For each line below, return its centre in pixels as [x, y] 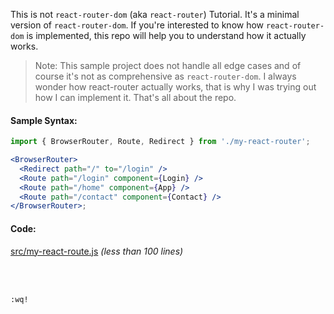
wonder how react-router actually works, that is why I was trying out [175, 87]
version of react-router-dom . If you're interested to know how [137, 25]
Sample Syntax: [44, 120]
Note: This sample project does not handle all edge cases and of [168, 65]
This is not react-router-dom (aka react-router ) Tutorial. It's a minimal [155, 14]
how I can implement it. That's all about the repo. [135, 97]
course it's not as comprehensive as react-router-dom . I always [165, 76]
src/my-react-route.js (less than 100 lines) [97, 251]
